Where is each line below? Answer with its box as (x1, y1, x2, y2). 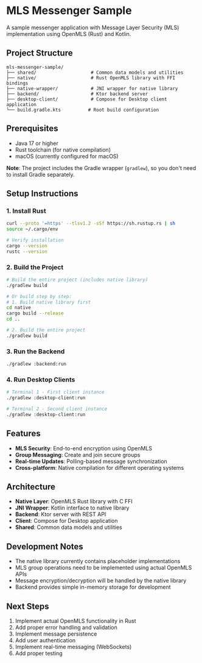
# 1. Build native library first (6, 299, 91, 305)
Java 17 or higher (15, 140, 59, 147)
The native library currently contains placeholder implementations (15, 558, 181, 565)
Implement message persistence (15, 630, 97, 637)
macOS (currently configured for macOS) (15, 152, 119, 160)
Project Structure (6, 48, 73, 58)
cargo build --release (6, 310, 64, 317)
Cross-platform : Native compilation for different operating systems (15, 464, 184, 471)
